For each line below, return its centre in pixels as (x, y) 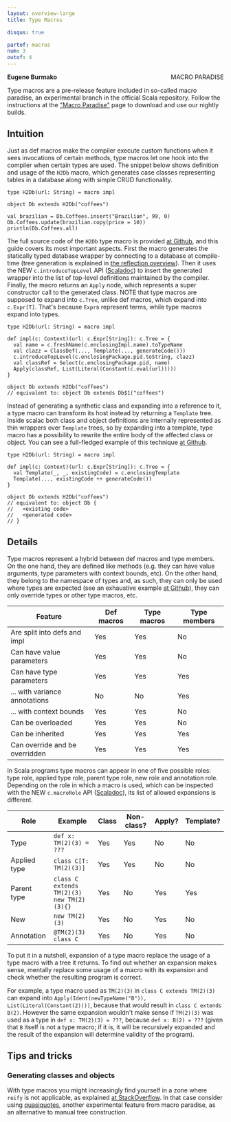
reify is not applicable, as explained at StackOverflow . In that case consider (115, 1098)
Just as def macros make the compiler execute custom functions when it (110, 150)
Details (22, 542)
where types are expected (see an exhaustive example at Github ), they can (113, 588)
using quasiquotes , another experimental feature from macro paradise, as (111, 1105)
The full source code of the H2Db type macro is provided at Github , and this (113, 241)
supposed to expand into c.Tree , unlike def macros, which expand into (107, 299)
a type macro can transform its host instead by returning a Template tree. (110, 412)
